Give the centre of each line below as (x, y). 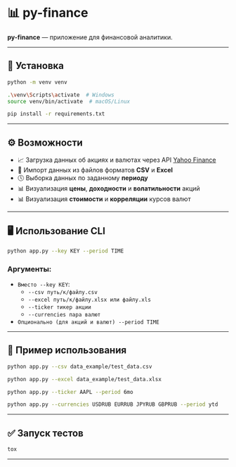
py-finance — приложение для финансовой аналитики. (90, 37)
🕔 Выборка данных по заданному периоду (83, 178)
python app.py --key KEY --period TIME (66, 251)
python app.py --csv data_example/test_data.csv (80, 366)
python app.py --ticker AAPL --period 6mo (70, 392)
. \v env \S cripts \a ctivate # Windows (61, 95)
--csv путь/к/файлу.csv (63, 293)
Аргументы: (29, 269)
